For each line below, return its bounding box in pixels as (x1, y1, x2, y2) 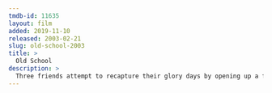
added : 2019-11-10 (8, 27, 70, 35)
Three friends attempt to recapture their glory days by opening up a (15, 72, 259, 80)
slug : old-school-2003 (8, 42, 85, 50)
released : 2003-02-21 (8, 34, 82, 43)
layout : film (8, 19, 53, 27)
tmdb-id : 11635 (8, 11, 60, 20)
